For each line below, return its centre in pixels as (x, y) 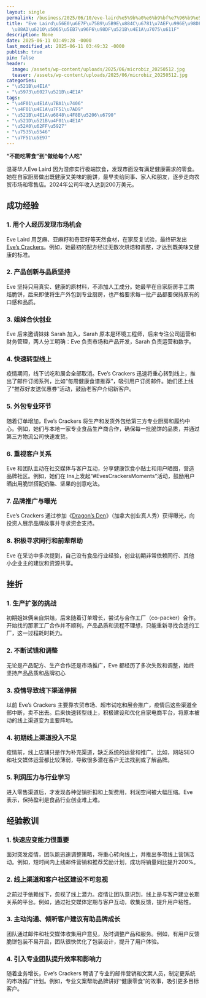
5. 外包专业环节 (29, 406)
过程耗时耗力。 (46, 633)
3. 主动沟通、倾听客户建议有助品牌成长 (63, 919)
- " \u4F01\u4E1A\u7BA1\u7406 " (45, 103)
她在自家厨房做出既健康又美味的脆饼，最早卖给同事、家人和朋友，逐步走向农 (103, 176)
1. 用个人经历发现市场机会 (44, 225)
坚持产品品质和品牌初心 (36, 673)
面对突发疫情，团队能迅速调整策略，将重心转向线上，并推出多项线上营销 (97, 854)
